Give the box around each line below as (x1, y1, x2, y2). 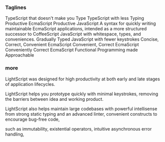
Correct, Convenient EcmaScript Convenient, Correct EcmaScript (5, 42, 139, 48)
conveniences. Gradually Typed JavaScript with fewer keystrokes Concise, (5, 36, 159, 42)
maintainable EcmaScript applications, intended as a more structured (5, 26, 147, 32)
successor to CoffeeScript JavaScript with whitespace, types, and (5, 31, 141, 37)
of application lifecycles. (5, 81, 55, 87)
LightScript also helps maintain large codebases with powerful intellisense (5, 106, 158, 112)
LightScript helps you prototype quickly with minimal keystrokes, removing (5, 91, 159, 97)
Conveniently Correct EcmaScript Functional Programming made (5, 47, 138, 53)
